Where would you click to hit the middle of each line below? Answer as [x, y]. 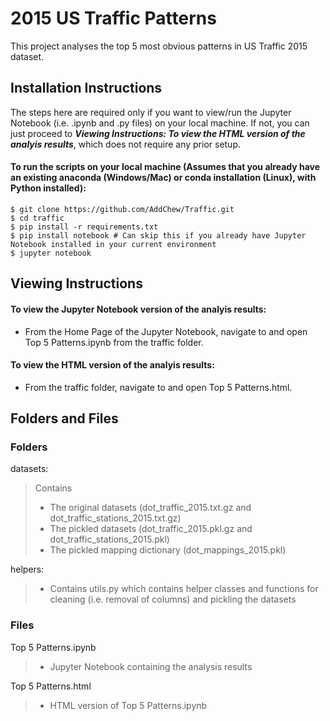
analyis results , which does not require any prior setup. [126, 144]
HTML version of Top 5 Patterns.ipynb [128, 705]
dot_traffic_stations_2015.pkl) [109, 539]
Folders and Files [64, 418]
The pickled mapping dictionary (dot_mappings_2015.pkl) [168, 550]
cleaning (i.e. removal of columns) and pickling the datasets [173, 599]
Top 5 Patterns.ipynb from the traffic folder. [114, 342]
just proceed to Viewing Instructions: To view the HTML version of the [158, 133]
